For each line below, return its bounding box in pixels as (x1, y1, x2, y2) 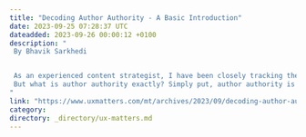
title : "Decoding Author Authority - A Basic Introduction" (9, 13, 243, 23)
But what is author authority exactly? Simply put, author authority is (13, 80, 296, 89)
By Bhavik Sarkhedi (13, 47, 88, 56)
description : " (9, 38, 67, 48)
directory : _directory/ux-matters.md (9, 113, 153, 122)
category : (9, 105, 47, 114)
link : (9, 96, 30, 105)
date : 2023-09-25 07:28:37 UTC (9, 22, 128, 31)
